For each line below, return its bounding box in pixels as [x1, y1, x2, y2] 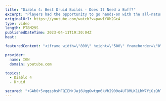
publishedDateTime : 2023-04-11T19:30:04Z [5, 30, 92, 35]
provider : [5, 52, 26, 57]
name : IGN [9, 57, 30, 62]
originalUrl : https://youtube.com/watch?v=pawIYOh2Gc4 [5, 16, 121, 21]
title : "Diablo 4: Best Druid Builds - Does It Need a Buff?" [5, 7, 136, 12]
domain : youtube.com [9, 62, 52, 67]
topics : [5, 70, 21, 75]
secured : [5, 89, 23, 94]
